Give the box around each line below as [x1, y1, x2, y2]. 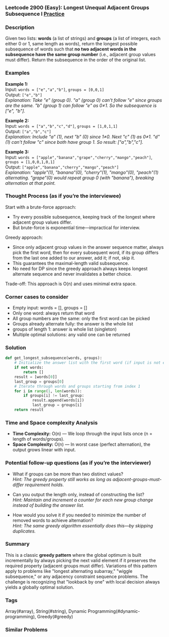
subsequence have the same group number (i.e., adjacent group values [5, 51, 156, 58]
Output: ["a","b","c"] [5, 128, 52, 134]
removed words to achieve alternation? [12, 517, 94, 523]
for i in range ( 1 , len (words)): [14, 388, 82, 394]
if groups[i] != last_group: [23, 393, 84, 398]
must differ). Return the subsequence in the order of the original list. [5, 57, 146, 63]
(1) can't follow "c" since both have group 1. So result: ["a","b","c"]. [5, 139, 143, 145]
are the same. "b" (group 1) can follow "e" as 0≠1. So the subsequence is [5, 102, 157, 109]
